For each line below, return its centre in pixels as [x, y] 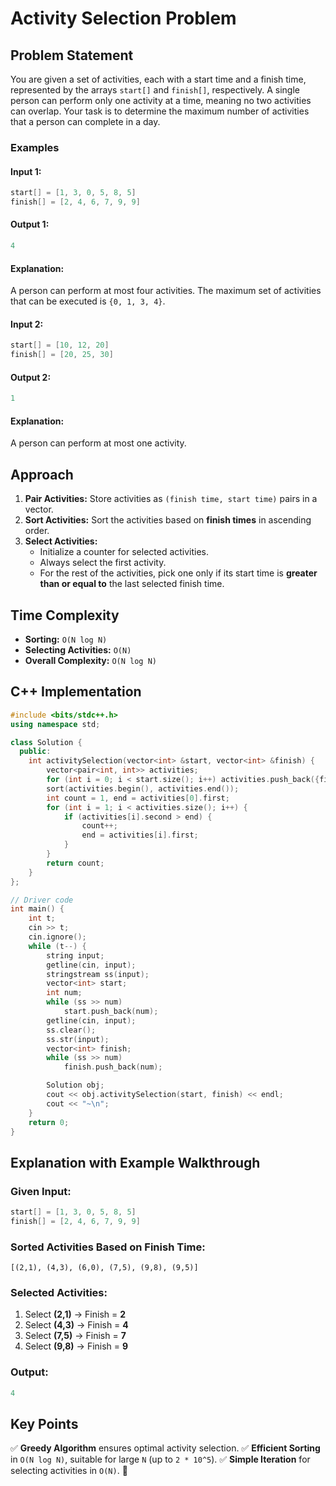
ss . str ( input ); [78, 1039]
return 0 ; [49, 1122]
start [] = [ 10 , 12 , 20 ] [60, 345]
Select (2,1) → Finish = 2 [75, 1314]
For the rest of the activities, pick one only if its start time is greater [178, 573]
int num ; [64, 993]
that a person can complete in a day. [85, 121]
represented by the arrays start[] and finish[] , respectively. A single [155, 90]
